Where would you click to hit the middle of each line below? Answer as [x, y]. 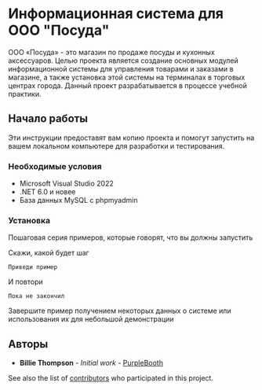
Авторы [28, 344]
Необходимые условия [55, 166]
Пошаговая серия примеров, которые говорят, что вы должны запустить [131, 237]
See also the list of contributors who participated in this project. [111, 378]
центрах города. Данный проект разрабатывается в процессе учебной [127, 85]
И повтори [25, 282]
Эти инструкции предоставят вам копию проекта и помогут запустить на [131, 138]
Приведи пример [33, 267]
